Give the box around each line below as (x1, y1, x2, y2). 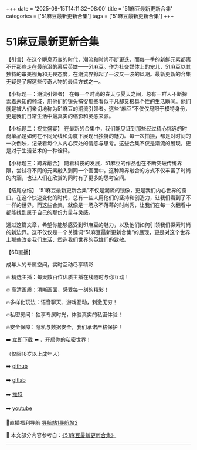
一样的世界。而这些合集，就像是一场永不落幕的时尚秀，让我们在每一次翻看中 (6, 201, 191, 208)
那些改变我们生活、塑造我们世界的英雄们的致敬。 (11, 236, 130, 243)
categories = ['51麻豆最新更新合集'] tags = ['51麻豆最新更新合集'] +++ (6, 12, 174, 19)
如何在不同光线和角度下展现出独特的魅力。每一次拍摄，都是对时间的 (26, 132, 191, 139)
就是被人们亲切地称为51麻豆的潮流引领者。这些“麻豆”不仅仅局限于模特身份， (6, 105, 191, 112)
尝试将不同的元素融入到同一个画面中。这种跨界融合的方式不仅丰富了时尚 (16, 166, 191, 174)
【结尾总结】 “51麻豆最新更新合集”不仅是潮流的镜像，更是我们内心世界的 (6, 186, 182, 194)
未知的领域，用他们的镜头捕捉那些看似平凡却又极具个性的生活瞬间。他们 (16, 98, 191, 105)
